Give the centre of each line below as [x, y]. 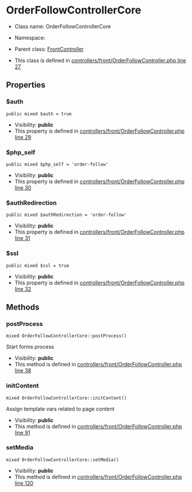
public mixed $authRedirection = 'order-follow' [66, 215]
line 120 [24, 483]
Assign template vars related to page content [60, 409]
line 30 [23, 187]
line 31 [22, 238]
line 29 [23, 137]
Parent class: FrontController [49, 49]
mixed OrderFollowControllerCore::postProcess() [66, 336]
